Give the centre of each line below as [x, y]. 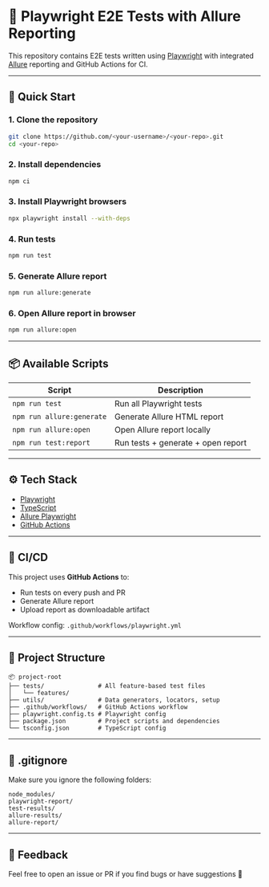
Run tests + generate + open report [181, 443]
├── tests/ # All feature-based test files [107, 686]
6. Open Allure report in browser [72, 313]
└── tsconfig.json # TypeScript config [87, 728]
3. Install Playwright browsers [67, 201]
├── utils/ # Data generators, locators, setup [114, 700]
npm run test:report [51, 443]
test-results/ [32, 809]
